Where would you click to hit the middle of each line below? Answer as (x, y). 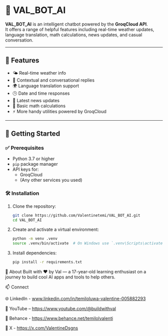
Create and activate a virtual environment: (55, 229)
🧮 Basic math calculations (39, 106)
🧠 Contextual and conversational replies (53, 80)
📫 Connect (17, 287)
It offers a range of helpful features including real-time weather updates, (80, 29)
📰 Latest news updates (36, 100)
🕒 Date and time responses (41, 93)
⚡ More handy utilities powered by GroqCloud (59, 111)
